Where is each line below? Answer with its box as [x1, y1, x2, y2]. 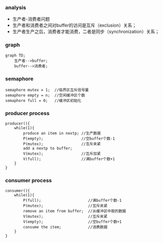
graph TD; [5, 53, 26, 58]
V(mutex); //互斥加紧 [23, 151, 101, 157]
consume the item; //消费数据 [23, 225, 107, 230]
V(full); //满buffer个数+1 [23, 157, 115, 162]
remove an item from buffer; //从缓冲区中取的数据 [23, 209, 126, 214]
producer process [5, 109, 50, 116]
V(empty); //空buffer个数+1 [23, 219, 122, 224]
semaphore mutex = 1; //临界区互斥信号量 [5, 87, 89, 92]
